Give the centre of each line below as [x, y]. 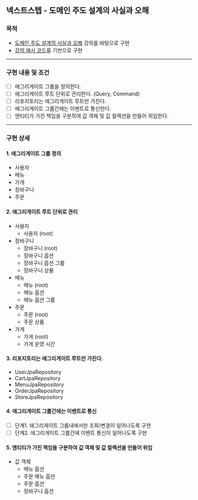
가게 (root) [36, 336]
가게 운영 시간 [39, 344]
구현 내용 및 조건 [28, 73]
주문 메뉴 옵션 [39, 476]
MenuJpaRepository [39, 384]
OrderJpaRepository [39, 390]
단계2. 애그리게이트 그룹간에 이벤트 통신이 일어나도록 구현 [81, 433]
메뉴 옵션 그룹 [39, 300]
